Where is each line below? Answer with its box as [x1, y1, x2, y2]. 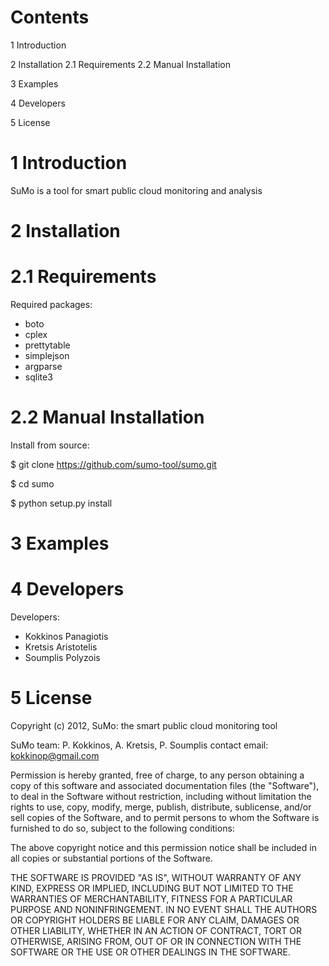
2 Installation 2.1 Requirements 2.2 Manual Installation [10, 58, 231, 70]
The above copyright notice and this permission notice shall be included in [10, 842, 317, 853]
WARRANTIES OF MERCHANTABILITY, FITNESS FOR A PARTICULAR [10, 893, 293, 905]
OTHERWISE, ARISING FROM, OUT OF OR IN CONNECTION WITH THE [10, 936, 302, 947]
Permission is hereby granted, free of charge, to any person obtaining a [10, 769, 305, 781]
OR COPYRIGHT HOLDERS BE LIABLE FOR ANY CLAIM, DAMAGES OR [10, 914, 300, 926]
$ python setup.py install [10, 497, 113, 509]
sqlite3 [24, 371, 53, 383]
